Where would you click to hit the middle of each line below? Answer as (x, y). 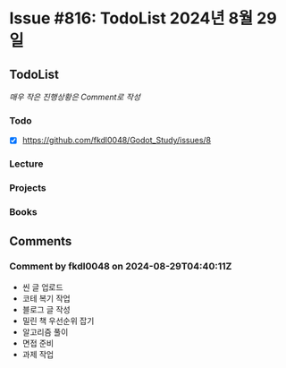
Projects (28, 188)
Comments (41, 241)
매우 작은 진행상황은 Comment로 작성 (75, 97)
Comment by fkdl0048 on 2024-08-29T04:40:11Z (121, 267)
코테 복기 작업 (46, 298)
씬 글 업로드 (43, 287)
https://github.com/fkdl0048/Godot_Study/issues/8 (117, 141)
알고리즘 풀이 (45, 331)
